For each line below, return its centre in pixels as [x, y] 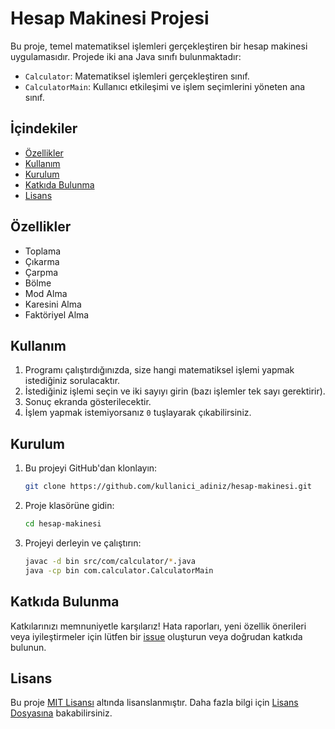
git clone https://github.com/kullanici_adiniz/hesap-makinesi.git [168, 487]
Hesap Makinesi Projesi [110, 18]
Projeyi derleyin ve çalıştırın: [83, 543]
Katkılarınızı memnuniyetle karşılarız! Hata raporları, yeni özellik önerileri [158, 626]
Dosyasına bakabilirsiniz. [61, 713]
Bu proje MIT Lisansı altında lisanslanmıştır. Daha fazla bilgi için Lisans [154, 703]
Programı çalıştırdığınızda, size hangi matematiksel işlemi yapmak [159, 370]
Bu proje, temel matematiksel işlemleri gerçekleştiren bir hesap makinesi [159, 46]
